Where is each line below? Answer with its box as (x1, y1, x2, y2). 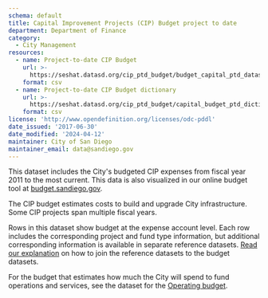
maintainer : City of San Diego (8, 137, 112, 146)
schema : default (8, 11, 62, 20)
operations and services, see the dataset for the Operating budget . (8, 280, 228, 291)
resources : (8, 49, 45, 57)
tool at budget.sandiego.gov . (8, 184, 103, 194)
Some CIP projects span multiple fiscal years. (8, 208, 158, 218)
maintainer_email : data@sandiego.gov (8, 145, 134, 153)
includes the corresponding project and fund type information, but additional (8, 232, 260, 241)
